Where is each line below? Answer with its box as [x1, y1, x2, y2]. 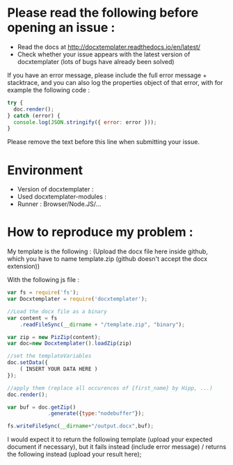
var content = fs [7, 315, 58, 322]
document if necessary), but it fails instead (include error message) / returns [7, 443, 227, 451]
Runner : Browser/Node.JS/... [17, 200, 102, 208]
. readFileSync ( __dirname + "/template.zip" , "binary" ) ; [19, 321, 186, 328]
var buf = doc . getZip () [7, 404, 77, 411]
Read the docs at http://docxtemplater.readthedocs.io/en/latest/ [17, 42, 200, 51]
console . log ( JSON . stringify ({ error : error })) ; [13, 118, 157, 126]
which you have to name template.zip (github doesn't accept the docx [7, 255, 207, 263]
